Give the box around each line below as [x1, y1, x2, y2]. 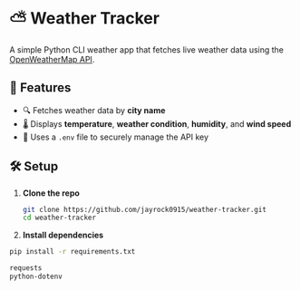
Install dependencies [22, 229, 104, 241]
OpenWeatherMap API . [9, 53, 95, 64]
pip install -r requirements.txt [9, 247, 136, 256]
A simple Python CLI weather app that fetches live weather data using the [9, 43, 284, 55]
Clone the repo [22, 188, 80, 198]
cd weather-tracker [22, 213, 97, 223]
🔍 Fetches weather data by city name [22, 104, 166, 115]
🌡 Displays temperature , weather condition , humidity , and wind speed [22, 118, 292, 129]
